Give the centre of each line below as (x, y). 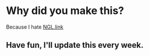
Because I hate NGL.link (35, 27)
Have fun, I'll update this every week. (75, 45)
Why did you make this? (65, 11)
